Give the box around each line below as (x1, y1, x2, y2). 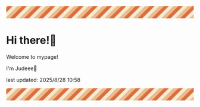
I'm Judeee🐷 (6, 65, 37, 72)
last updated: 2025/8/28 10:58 (6, 76, 81, 83)
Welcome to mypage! (6, 53, 58, 60)
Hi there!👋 (6, 34, 57, 47)
